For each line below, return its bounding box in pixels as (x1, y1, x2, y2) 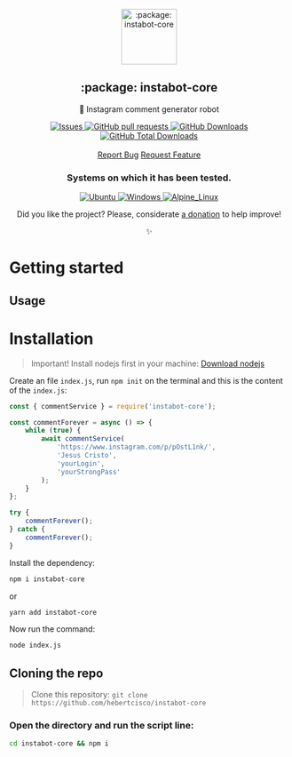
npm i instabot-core (9, 574, 86, 584)
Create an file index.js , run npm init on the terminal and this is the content (9, 375, 284, 386)
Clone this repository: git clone (30, 689, 148, 700)
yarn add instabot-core (9, 608, 98, 617)
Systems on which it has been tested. (66, 171, 233, 184)
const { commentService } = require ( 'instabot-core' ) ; (9, 402, 217, 410)
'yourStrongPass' (56, 467, 122, 476)
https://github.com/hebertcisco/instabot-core (30, 698, 207, 708)
